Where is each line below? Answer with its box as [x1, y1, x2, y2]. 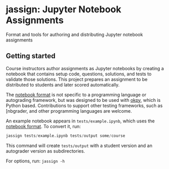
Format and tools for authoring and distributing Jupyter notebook [6, 31, 143, 37]
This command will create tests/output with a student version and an [6, 142, 153, 149]
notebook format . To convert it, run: [6, 123, 81, 129]
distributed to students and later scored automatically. [6, 81, 120, 88]
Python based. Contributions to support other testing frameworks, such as [6, 102, 163, 109]
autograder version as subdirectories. [6, 147, 85, 154]
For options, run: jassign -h [6, 158, 65, 164]
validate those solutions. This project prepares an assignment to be [6, 76, 148, 82]
